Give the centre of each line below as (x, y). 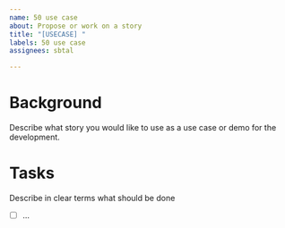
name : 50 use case (43, 17)
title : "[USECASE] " (48, 34)
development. (35, 137)
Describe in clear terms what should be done (92, 198)
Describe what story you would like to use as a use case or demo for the (143, 128)
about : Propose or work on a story (76, 26)
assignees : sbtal (42, 51)
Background (56, 103)
